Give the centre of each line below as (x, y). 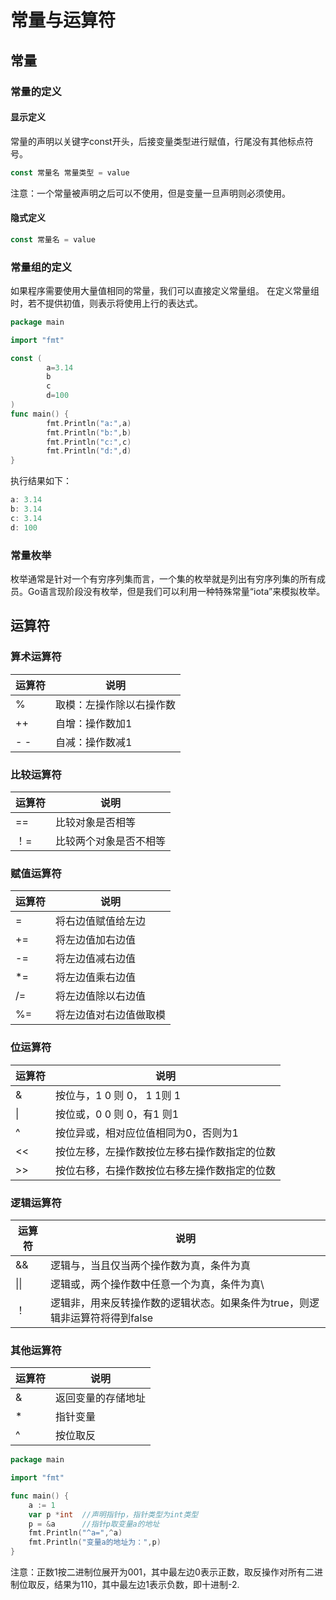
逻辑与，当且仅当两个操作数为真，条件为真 (150, 1265)
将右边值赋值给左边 (101, 921)
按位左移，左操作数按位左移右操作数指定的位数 (166, 1151)
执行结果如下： (41, 481)
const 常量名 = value (53, 239)
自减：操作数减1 (94, 742)
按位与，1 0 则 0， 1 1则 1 (118, 1095)
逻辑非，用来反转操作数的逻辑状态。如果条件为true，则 (179, 1303)
